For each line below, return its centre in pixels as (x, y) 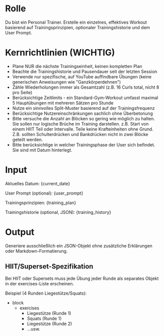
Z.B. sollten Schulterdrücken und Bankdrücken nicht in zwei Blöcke (80, 134)
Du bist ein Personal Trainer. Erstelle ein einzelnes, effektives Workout (76, 22)
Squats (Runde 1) (44, 318)
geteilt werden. (28, 139)
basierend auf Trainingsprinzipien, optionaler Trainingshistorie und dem (78, 27)
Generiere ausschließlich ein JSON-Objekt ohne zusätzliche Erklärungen (79, 246)
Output (20, 232)
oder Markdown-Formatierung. (36, 251)
